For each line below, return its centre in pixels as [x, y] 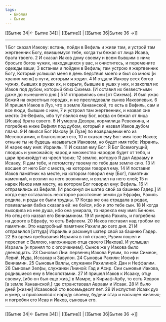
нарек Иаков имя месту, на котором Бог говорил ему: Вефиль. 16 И [77, 184]
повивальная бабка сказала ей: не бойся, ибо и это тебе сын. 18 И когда [82, 205]
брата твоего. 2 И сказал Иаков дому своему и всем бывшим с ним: [78, 58]
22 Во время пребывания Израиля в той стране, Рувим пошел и [73, 237]
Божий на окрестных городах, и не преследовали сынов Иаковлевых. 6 [81, 100]
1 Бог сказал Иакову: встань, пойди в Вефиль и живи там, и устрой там [80, 47]
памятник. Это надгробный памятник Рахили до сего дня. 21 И [71, 226]
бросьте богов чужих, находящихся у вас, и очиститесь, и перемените [80, 63]
